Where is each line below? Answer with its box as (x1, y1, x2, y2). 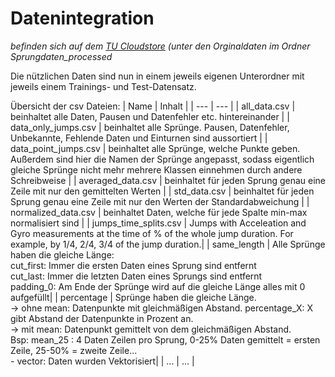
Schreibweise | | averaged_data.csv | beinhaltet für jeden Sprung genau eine (10, 174, 327, 186)
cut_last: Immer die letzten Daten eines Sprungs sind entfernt (10, 270, 263, 282)
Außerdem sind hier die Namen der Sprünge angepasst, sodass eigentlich (10, 153, 315, 165)
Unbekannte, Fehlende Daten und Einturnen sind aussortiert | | (10, 132, 268, 144)
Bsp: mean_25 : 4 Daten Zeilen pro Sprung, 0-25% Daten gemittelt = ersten (10, 333, 321, 346)
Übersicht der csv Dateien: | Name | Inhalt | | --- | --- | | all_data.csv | (10, 100, 296, 112)
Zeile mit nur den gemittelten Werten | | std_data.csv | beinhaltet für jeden (10, 185, 315, 197)
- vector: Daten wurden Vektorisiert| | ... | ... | (10, 355, 195, 367)
